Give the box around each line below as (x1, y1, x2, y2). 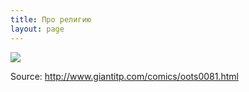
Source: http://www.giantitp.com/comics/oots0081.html (10, 70, 239, 82)
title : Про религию (10, 14, 92, 25)
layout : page (10, 24, 65, 34)
